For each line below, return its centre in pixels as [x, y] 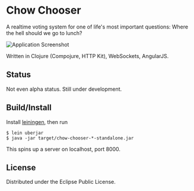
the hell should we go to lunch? [44, 33]
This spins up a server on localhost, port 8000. [63, 149]
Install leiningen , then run [37, 122]
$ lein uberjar [25, 133]
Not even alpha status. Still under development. [64, 89]
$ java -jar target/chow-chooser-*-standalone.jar [70, 138]
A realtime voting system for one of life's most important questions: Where [97, 27]
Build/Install [29, 108]
